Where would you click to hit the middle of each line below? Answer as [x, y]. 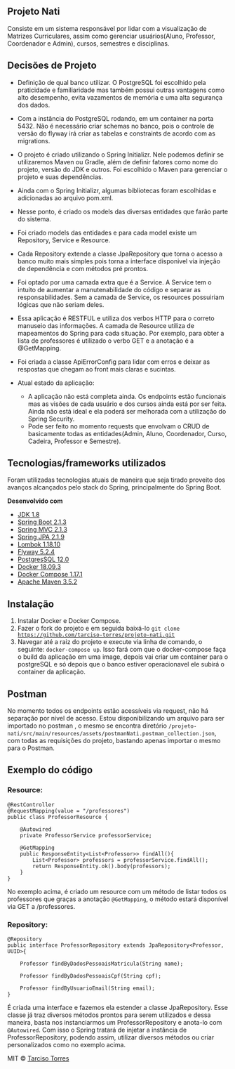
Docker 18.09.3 [39, 567]
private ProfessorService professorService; [86, 835]
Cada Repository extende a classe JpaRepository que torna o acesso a [120, 254]
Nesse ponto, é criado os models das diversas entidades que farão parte [123, 211]
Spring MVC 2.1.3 [42, 530]
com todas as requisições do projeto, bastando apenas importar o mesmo [114, 741]
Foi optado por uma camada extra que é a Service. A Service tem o [114, 282]
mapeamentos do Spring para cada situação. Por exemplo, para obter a [121, 333]
